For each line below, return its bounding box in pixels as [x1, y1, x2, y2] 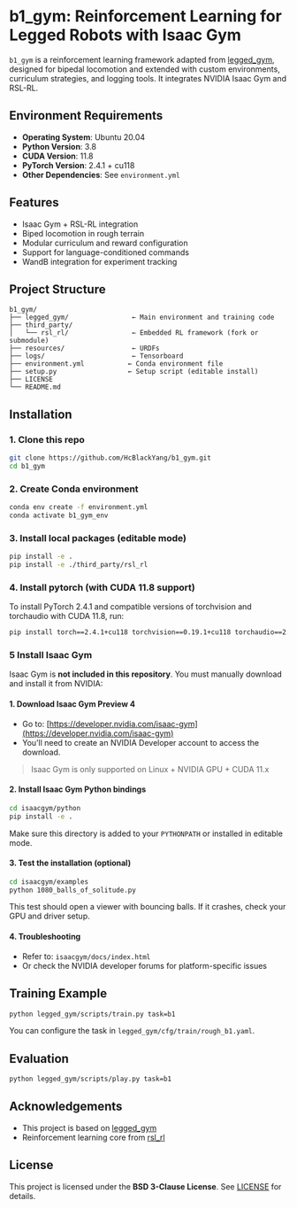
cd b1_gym [9, 461, 46, 470]
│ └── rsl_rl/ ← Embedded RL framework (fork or [9, 329, 259, 337]
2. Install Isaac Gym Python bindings [9, 784, 147, 794]
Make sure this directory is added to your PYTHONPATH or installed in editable [9, 828, 283, 839]
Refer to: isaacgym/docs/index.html [21, 950, 151, 962]
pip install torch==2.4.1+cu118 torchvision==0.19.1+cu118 [9, 628, 232, 637]
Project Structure [9, 282, 106, 297]
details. [9, 1190, 36, 1201]
